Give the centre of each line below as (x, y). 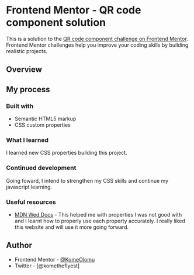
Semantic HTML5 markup (45, 119)
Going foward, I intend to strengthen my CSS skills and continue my (87, 180)
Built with (20, 106)
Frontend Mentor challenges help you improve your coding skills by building (97, 45)
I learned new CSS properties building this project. (67, 153)
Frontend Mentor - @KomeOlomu (55, 259)
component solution (56, 22)
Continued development (41, 168)
